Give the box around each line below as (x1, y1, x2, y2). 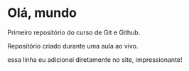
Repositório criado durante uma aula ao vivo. (7, 41, 139, 50)
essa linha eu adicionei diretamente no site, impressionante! (7, 55, 183, 64)
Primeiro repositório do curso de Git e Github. (7, 28, 141, 37)
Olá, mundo (7, 5, 77, 21)
